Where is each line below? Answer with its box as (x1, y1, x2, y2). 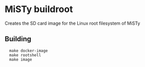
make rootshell (9, 52, 41, 57)
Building (5, 35, 31, 43)
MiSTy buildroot (5, 4, 73, 15)
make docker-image (9, 48, 49, 53)
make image (9, 57, 32, 62)
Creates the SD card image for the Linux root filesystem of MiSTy (5, 20, 140, 26)
